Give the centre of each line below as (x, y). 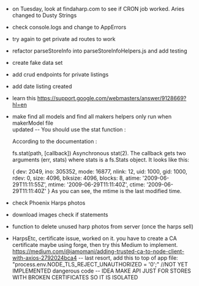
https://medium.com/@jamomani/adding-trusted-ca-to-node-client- (98, 251)
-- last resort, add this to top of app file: (128, 258)
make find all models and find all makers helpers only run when (92, 116)
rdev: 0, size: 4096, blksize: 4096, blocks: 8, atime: (77, 178)
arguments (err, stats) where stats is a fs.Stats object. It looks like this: (101, 159)
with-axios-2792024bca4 (44, 258)
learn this (24, 98)
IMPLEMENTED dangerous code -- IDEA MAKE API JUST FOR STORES (102, 271)
